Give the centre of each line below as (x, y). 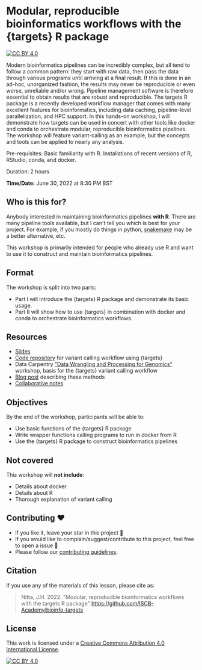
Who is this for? (36, 202)
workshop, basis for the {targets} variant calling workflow (86, 371)
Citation (22, 571)
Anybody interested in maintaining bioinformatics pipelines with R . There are (101, 216)
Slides (23, 352)
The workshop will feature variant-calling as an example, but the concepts (98, 135)
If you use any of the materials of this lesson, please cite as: (81, 585)
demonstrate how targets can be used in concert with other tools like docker (101, 122)
